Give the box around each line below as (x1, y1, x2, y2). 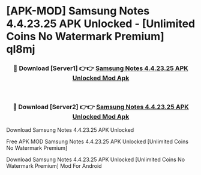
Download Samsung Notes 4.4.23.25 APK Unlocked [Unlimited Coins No (6, 156, 185, 163)
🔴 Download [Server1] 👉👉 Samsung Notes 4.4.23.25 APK (13, 64, 188, 73)
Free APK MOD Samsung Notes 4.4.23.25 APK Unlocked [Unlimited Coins (6, 138, 189, 145)
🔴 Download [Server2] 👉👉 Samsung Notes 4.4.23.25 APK (13, 103, 189, 111)
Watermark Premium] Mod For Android (6, 162, 102, 169)
